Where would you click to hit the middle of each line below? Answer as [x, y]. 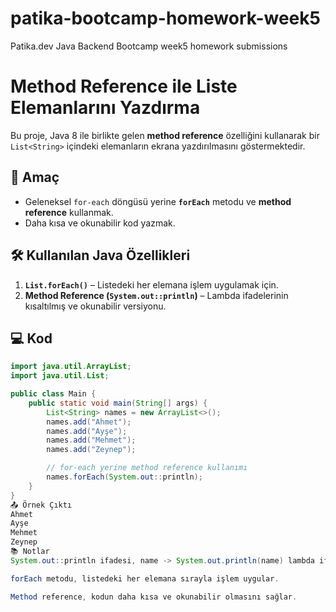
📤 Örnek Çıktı [41, 505]
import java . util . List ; [60, 376]
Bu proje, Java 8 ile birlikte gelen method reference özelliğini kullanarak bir [165, 135]
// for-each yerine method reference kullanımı [147, 468]
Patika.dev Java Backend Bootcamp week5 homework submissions [149, 46]
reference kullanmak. [69, 212]
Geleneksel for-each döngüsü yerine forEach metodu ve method [158, 201]
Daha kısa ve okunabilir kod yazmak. [100, 223]
